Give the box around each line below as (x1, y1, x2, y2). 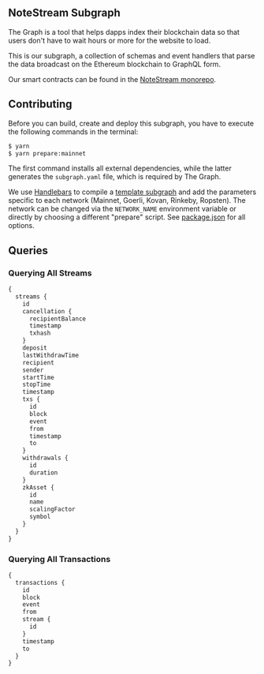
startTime (22, 373, 55, 381)
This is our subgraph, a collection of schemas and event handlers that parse (8, 51, 255, 60)
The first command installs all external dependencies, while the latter (8, 163, 232, 173)
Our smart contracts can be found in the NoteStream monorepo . (8, 74, 217, 84)
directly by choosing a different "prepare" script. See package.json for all (8, 212, 246, 222)
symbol (28, 513, 51, 521)
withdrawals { (22, 454, 69, 462)
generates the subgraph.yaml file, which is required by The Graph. (8, 172, 221, 182)
